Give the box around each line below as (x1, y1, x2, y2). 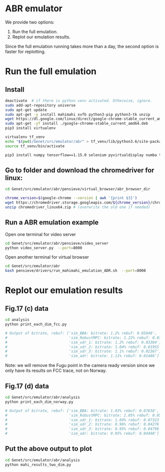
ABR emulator (5, 3, 63, 14)
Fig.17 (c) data (5, 304, 49, 313)
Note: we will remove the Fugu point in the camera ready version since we (5, 363, 155, 368)
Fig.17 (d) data (5, 382, 49, 390)
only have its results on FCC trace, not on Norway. (5, 367, 107, 373)
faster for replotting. (5, 49, 46, 54)
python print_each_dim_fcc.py (5, 322, 67, 327)
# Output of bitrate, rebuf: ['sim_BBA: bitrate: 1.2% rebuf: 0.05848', (5, 331, 157, 336)
